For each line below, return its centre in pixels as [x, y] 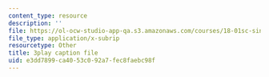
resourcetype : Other [43, 46]
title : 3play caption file [53, 53]
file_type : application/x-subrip [64, 38]
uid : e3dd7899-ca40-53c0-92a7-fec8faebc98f [82, 61]
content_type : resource [48, 16]
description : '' [35, 23]
